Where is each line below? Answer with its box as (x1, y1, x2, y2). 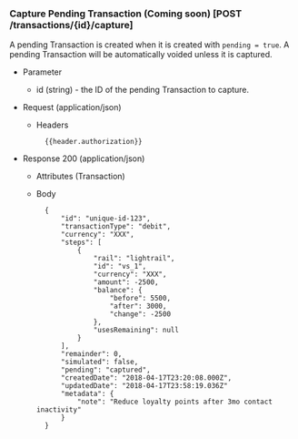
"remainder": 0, (60, 350, 123, 359)
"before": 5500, (109, 294, 171, 303)
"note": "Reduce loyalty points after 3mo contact (76, 397, 273, 407)
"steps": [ (60, 238, 103, 248)
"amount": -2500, (93, 278, 159, 287)
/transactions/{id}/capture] (9, 18, 134, 31)
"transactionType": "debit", (60, 222, 171, 231)
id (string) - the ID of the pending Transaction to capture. (35, 85, 250, 96)
